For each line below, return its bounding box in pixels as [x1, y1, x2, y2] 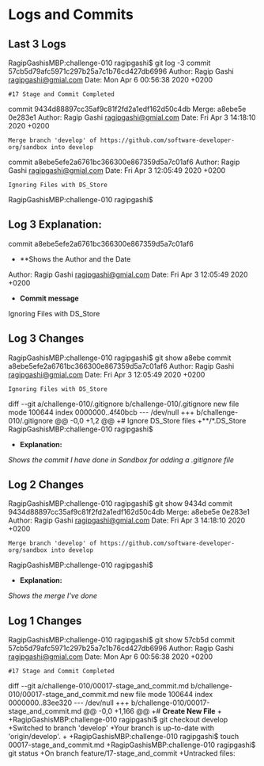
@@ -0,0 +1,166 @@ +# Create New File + [82, 707, 223, 716]
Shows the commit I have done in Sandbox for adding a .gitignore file [8, 454, 235, 465]
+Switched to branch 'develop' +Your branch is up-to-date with [8, 723, 215, 733]
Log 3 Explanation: [8, 218, 103, 232]
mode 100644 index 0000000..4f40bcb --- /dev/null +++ [8, 407, 195, 417]
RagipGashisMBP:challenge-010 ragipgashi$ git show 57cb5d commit [8, 635, 236, 645]
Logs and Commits [8, 6, 134, 24]
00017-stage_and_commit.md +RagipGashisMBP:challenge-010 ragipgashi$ [8, 740, 256, 750]
